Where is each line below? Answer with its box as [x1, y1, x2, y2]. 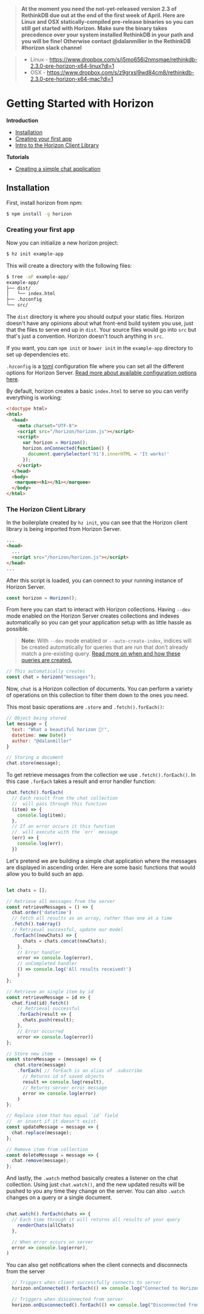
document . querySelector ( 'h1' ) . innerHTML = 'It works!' [28, 451, 170, 457]
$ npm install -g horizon [6, 210, 72, 217]
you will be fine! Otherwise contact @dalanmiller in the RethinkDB [21, 38, 191, 45]
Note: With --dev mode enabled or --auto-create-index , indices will [21, 637, 192, 645]
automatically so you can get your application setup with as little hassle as [6, 619, 192, 626]
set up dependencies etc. [6, 351, 70, 359]
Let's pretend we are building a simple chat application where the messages [6, 857, 197, 865]
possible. [6, 625, 29, 633]
